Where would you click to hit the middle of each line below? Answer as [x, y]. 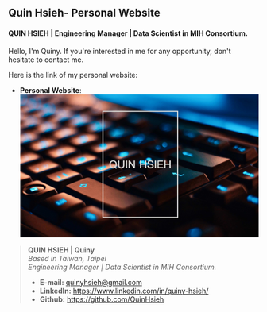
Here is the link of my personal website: [73, 75]
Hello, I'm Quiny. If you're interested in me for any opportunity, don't [120, 51]
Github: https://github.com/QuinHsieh [102, 299]
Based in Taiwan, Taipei [67, 258]
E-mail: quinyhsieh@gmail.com [91, 282]
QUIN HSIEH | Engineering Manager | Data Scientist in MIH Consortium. [128, 33]
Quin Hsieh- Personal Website [84, 13]
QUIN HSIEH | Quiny [61, 250]
